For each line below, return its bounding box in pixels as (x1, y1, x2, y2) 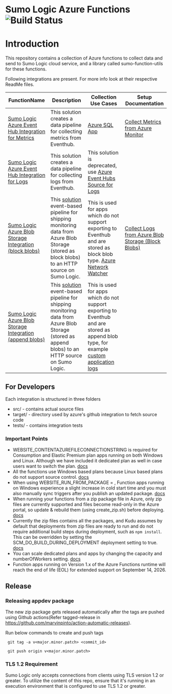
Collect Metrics (124, 118, 162, 125)
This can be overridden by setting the (12, 534, 92, 540)
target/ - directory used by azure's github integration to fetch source (12, 411, 157, 417)
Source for (88, 181, 114, 189)
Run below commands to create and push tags (5, 629, 104, 635)
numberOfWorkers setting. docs (12, 556, 81, 562)
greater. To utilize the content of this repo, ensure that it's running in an (5, 678, 155, 684)
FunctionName (8, 97, 45, 104)
